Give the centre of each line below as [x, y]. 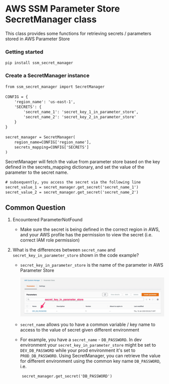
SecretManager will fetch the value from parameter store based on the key [83, 161]
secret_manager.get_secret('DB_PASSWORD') [67, 376]
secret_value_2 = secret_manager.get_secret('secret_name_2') [72, 192]
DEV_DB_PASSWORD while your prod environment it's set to [78, 350]
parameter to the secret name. [37, 172]
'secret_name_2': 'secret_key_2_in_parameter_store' [80, 117]
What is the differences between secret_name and [64, 250]
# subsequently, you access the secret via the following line [73, 182]
